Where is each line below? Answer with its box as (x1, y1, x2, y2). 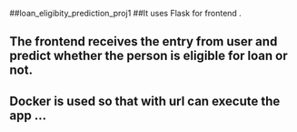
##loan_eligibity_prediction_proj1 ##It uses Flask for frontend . (9, 8, 243, 18)
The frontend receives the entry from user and (9, 34, 278, 49)
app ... (9, 107, 47, 123)
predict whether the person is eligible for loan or (9, 48, 288, 64)
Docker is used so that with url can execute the (9, 93, 281, 108)
